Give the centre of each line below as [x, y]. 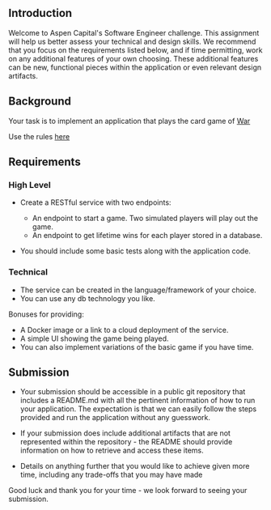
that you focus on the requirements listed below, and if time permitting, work [135, 50]
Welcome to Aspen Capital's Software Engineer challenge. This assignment [134, 32]
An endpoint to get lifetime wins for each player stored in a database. [147, 236]
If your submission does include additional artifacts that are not [125, 433]
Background [40, 102]
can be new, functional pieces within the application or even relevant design [135, 67]
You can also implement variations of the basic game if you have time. [137, 346]
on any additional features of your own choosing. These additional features [133, 58]
